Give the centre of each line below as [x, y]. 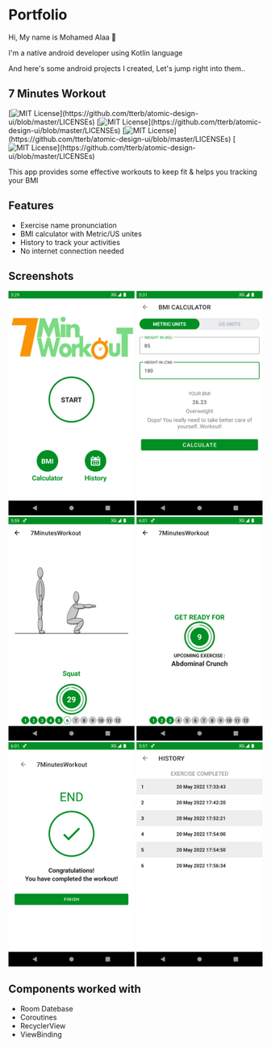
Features [31, 206]
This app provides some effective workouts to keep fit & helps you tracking [133, 172]
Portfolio [38, 15]
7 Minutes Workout [57, 94]
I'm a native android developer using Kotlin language [96, 52]
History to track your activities [70, 242]
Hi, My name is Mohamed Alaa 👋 [63, 37]
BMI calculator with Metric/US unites [81, 234]
